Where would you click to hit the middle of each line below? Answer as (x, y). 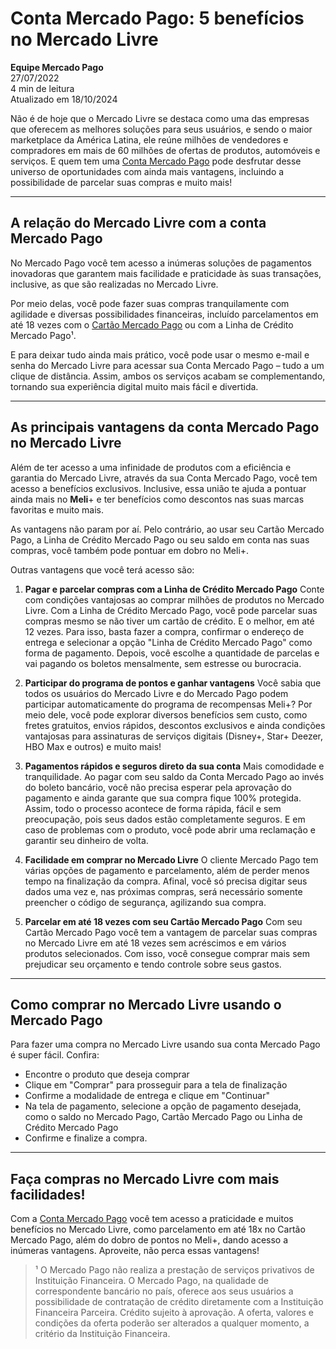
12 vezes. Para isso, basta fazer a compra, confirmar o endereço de (164, 631)
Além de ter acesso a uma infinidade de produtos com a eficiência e (151, 467)
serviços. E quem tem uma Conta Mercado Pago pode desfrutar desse (156, 161)
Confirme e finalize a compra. (86, 1138)
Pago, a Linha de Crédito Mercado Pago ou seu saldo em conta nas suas (160, 539)
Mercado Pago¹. (43, 335)
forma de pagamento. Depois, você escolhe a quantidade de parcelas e (172, 653)
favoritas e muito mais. (57, 509)
